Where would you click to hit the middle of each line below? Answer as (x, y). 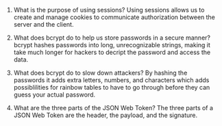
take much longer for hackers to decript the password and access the (112, 52)
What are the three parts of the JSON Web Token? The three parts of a (113, 108)
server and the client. (44, 24)
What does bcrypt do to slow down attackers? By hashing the (100, 73)
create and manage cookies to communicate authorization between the (114, 17)
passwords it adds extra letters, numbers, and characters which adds (111, 80)
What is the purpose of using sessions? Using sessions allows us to (109, 10)
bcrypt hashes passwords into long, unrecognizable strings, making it (112, 45)
